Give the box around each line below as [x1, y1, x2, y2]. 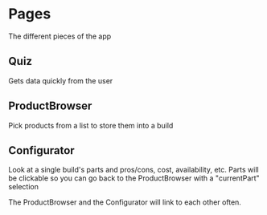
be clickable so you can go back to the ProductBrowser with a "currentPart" [8, 173, 260, 183]
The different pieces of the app [8, 31, 112, 41]
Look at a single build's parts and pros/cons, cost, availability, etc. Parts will [8, 165, 259, 175]
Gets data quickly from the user [8, 75, 113, 85]
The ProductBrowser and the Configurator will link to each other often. [8, 197, 241, 207]
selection [8, 182, 39, 192]
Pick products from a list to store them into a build [8, 120, 174, 130]
